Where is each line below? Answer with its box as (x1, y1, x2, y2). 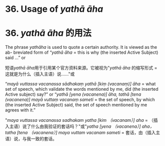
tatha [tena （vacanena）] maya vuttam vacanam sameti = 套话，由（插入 (5, 130, 156, 136)
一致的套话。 (31, 136, 57, 142)
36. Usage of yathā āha (5, 3, 103, 15)
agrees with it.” (5, 107, 36, 113)
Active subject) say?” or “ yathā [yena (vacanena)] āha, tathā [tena (5, 91, 141, 97)
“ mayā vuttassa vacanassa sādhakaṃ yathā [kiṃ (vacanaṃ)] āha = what (5, 81, 156, 87)
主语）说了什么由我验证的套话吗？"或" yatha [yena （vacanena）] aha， (9, 123, 154, 129)
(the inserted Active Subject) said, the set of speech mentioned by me (5, 102, 147, 108)
